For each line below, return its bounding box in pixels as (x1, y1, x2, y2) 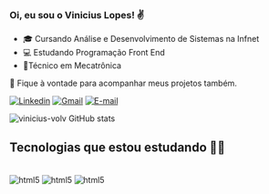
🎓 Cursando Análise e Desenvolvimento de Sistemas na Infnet (22, 34, 260, 45)
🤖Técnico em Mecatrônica (22, 60, 121, 71)
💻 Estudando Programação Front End (22, 47, 166, 58)
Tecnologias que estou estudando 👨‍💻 (9, 139, 226, 155)
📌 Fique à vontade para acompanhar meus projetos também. (9, 77, 237, 89)
